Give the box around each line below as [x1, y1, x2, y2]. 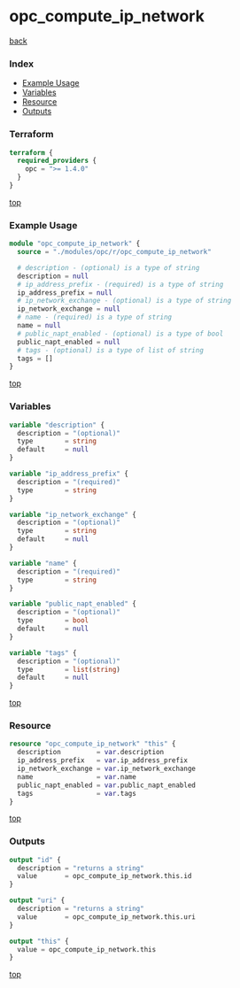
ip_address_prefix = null [17, 288, 113, 297]
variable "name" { [9, 559, 77, 567]
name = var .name [17, 772, 137, 781]
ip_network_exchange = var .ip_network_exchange [17, 764, 197, 774]
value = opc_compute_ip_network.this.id [17, 872, 192, 881]
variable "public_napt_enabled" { [9, 599, 137, 608]
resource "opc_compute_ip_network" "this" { [9, 739, 176, 749]
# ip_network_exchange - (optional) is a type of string [17, 297, 232, 305]
